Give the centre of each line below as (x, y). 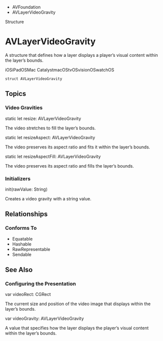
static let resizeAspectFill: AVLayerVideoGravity (53, 156)
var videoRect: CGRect (28, 294)
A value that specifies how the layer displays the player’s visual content (77, 328)
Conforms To (21, 228)
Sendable (22, 254)
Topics (16, 94)
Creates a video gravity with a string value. (48, 198)
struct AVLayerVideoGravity (34, 79)
